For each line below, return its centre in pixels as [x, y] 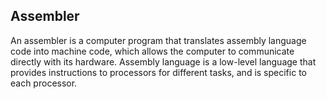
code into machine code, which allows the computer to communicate [152, 51]
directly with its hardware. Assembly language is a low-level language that [163, 61]
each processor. [44, 83]
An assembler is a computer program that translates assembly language [158, 40]
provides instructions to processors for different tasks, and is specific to [158, 72]
